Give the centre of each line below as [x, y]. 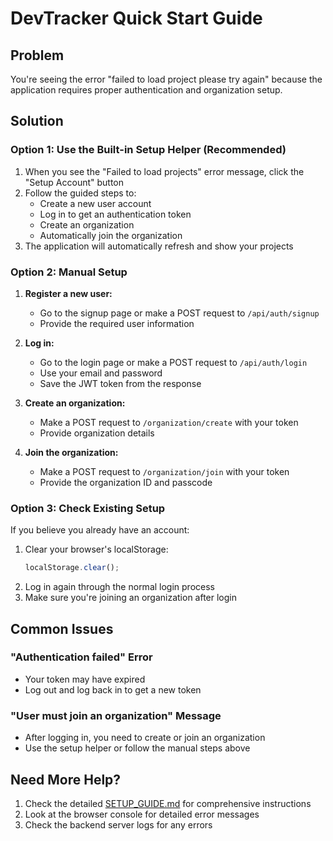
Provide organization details [97, 433]
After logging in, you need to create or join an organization [145, 738]
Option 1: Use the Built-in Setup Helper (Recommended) [148, 150]
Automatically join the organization [111, 235]
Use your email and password [101, 373]
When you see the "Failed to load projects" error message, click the [164, 171]
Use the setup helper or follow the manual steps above [137, 748]
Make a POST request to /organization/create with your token [169, 422]
